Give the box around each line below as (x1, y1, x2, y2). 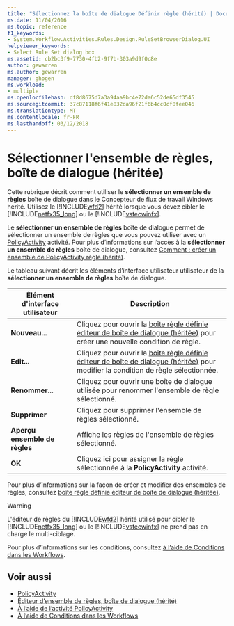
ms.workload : (7, 81, 45, 88)
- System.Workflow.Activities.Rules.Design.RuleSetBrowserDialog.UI (7, 36, 210, 43)
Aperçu (10, 426, 36, 435)
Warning (7, 501, 31, 510)
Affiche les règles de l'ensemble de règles (76, 430, 214, 440)
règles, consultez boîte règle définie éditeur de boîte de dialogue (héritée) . (7, 488, 221, 497)
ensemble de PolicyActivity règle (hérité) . (7, 253, 125, 262)
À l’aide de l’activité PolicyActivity (17, 604, 114, 613)
